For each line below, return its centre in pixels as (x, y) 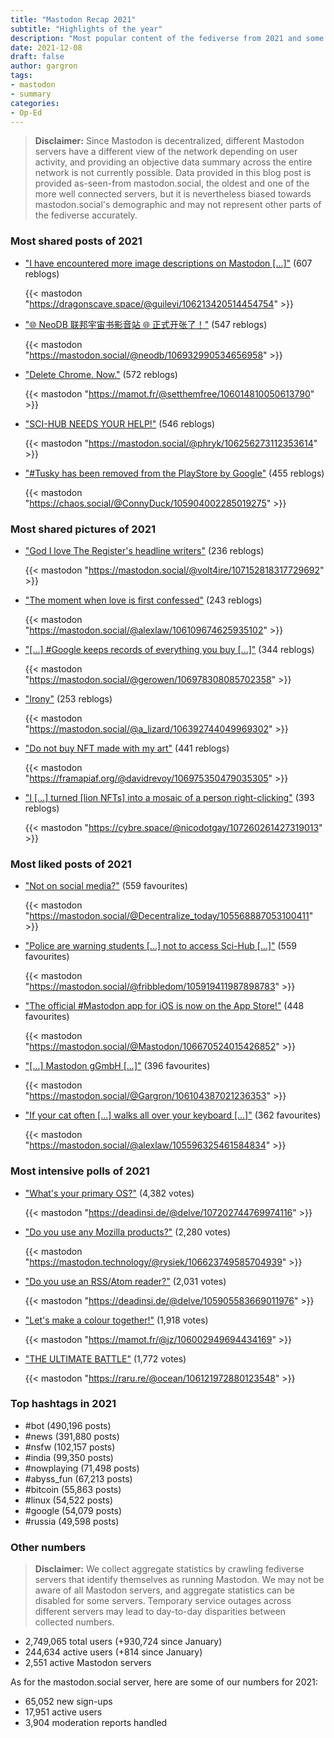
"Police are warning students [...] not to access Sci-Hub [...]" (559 (160, 946)
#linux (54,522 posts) (69, 1500)
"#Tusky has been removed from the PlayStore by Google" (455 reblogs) (174, 473)
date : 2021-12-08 (46, 47)
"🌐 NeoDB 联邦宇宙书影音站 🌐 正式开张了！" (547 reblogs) (146, 324)
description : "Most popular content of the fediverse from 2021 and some (167, 38)
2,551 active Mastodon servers (88, 1663)
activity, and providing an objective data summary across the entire (173, 162)
